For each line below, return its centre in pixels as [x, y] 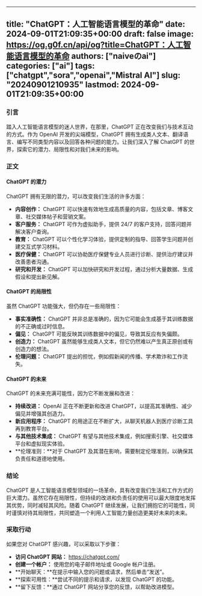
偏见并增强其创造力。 [41, 414]
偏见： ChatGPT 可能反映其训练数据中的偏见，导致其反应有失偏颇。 [99, 334]
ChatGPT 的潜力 [26, 182]
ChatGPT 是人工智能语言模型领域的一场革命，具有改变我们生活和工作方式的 [100, 490]
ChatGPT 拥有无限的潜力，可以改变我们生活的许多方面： [76, 196]
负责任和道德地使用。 [41, 459]
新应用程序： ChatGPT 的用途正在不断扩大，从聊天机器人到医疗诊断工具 [104, 421]
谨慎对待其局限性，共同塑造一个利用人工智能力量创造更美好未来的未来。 [101, 512]
